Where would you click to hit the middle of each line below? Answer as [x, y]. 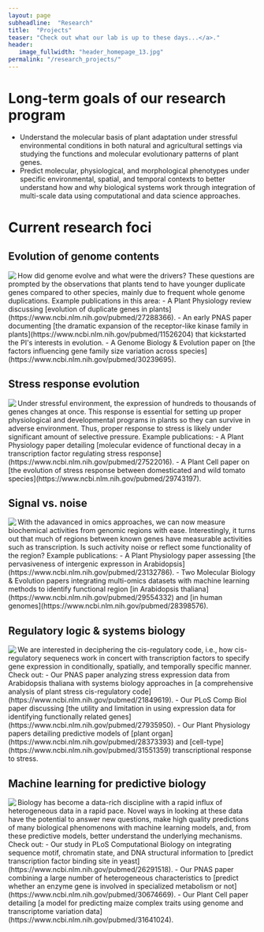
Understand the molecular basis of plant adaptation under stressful [128, 137]
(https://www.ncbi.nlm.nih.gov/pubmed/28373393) [91, 742]
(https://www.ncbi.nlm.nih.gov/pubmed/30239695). [92, 359]
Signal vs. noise [48, 503]
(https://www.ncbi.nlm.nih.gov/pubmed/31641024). [91, 920]
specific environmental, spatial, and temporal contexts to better [123, 179]
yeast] [130, 861]
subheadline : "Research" [50, 23]
